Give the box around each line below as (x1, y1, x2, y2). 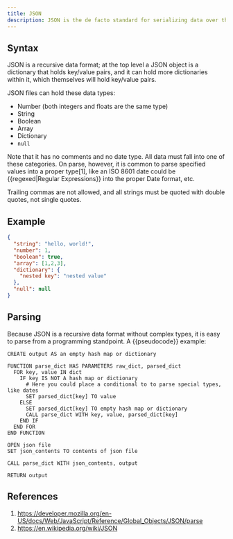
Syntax (7, 42, 39, 54)
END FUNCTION (7, 429, 45, 436)
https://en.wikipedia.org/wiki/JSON (17, 524, 118, 532)
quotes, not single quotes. (7, 196, 82, 204)
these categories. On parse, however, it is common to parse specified (7, 160, 206, 169)
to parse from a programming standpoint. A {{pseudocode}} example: (7, 337, 207, 345)
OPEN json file (7, 441, 51, 448)
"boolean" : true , (13, 253, 64, 260)
